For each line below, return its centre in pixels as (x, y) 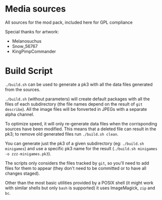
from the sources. (23, 89)
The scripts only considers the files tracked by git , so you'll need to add (77, 163)
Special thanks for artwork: (32, 31)
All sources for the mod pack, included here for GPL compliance (69, 22)
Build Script (29, 71)
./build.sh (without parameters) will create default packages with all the (77, 99)
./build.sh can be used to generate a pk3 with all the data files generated (79, 84)
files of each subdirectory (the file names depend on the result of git (74, 104)
